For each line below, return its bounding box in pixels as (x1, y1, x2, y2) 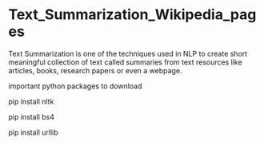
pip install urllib (8, 127, 58, 137)
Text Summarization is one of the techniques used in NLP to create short (8, 49, 248, 58)
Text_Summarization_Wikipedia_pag (8, 6, 257, 24)
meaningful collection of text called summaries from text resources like (8, 57, 242, 67)
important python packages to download (8, 81, 142, 91)
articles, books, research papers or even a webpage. (8, 65, 182, 75)
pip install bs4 (8, 112, 54, 121)
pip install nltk (8, 96, 54, 106)
